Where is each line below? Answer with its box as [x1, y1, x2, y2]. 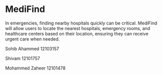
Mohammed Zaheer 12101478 [5, 65, 66, 71]
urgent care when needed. [5, 36, 60, 42]
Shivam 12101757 [5, 55, 40, 61]
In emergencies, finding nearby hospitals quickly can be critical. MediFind [5, 20, 157, 26]
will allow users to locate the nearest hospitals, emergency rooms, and [5, 25, 150, 31]
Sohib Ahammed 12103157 [5, 45, 59, 51]
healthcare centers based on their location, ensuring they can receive [5, 30, 148, 36]
